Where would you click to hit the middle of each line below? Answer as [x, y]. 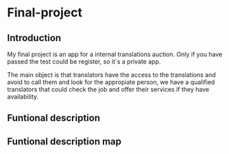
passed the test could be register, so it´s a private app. [84, 62]
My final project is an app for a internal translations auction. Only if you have [115, 54]
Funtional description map [64, 141]
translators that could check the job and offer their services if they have [108, 89]
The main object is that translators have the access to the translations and [111, 75]
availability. [23, 97]
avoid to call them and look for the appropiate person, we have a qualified [111, 82]
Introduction [34, 38]
